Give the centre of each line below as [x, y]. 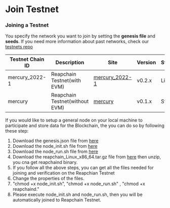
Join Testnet [32, 9]
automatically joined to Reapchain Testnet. [57, 200]
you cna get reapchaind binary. [45, 162]
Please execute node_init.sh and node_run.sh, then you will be [77, 195]
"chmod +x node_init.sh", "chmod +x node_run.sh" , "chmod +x [79, 184]
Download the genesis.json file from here [55, 141]
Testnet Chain [27, 59]
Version [146, 63]
